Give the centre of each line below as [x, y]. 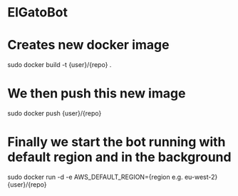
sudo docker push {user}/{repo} [55, 113]
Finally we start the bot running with [117, 142]
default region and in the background [119, 157]
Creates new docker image [88, 45]
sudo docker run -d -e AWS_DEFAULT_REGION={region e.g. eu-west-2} [113, 177]
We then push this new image [97, 94]
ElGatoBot [37, 12]
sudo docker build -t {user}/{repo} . [59, 65]
